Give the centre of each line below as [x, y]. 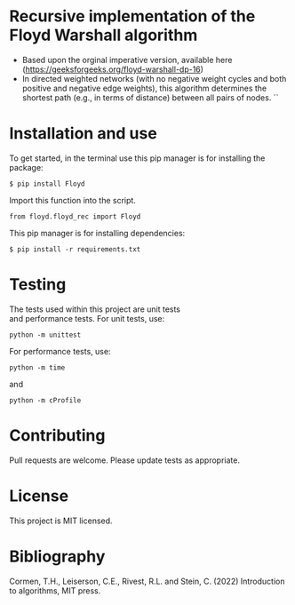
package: [26, 167]
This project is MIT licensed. [61, 521]
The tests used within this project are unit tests [95, 309]
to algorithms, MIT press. [55, 590]
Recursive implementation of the [132, 16]
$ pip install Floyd [48, 184]
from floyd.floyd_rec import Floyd [75, 216]
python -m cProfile [45, 400]
